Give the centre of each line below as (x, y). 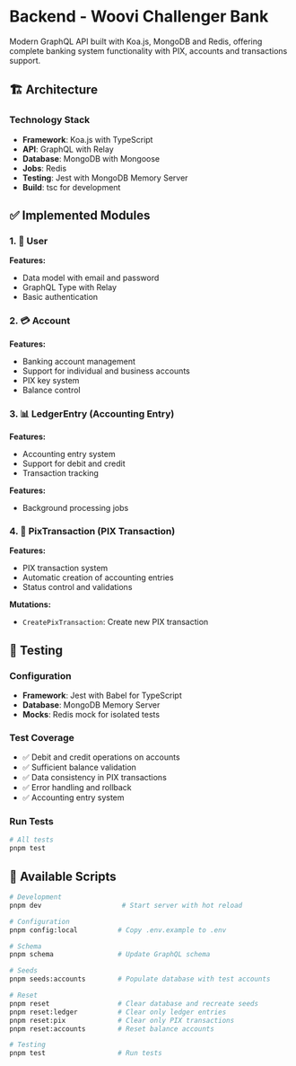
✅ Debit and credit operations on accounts (101, 757)
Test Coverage (42, 737)
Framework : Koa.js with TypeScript (87, 139)
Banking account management (79, 361)
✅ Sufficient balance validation (79, 767)
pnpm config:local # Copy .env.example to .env (118, 930)
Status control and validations (77, 587)
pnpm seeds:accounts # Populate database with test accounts (140, 979)
